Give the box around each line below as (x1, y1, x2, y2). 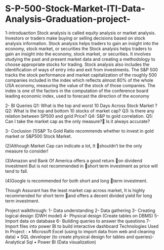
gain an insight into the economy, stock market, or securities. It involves (5, 50, 151, 57)
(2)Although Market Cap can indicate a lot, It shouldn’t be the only (5, 143, 142, 149)
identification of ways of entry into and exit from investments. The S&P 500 (5, 66, 158, 72)
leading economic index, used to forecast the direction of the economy (5, 93, 150, 99)
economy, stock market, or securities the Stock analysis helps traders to (5, 46, 152, 51)
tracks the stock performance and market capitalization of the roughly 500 (5, 72, 157, 78)
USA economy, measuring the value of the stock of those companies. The (5, 82, 156, 88)
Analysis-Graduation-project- (5, 13, 131, 25)
